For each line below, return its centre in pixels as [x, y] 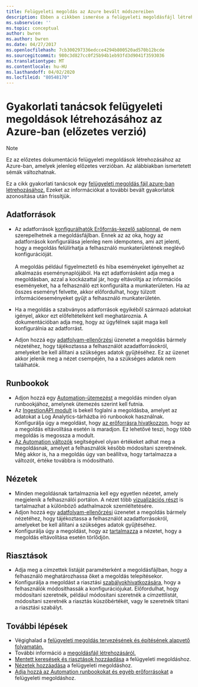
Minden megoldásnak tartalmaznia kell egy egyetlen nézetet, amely [96, 493]
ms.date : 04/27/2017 [32, 45]
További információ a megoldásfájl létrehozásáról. [75, 653]
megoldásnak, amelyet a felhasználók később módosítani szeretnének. [100, 448]
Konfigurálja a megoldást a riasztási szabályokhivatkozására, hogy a [98, 582]
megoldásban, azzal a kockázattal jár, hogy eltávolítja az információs [98, 279]
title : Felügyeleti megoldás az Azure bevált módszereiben [80, 12]
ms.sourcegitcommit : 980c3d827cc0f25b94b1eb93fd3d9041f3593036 [85, 56]
